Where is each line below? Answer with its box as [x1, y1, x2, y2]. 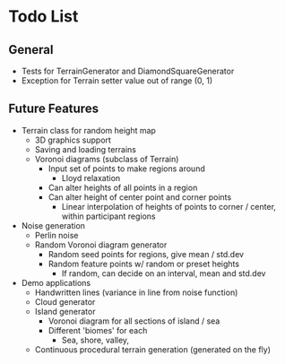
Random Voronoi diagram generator [34, 239, 168, 250]
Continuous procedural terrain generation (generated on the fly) [34, 343, 271, 355]
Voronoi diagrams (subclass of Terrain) [34, 153, 179, 164]
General [8, 42, 55, 57]
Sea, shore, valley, [61, 334, 130, 345]
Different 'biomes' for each [47, 325, 148, 335]
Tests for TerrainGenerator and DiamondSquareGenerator [21, 65, 235, 76]
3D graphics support [34, 134, 111, 145]
